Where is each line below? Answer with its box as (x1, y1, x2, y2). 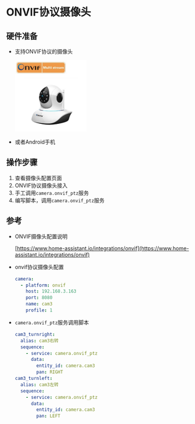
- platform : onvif (20, 282, 66, 288)
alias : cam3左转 (20, 382, 59, 388)
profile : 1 (26, 307, 53, 313)
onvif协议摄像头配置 (14, 263, 64, 270)
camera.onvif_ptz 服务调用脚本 (14, 319, 89, 326)
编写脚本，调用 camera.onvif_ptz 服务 (14, 197, 105, 204)
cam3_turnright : (14, 331, 55, 337)
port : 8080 (26, 295, 53, 301)
